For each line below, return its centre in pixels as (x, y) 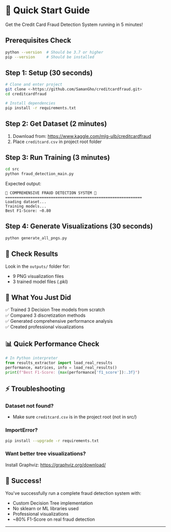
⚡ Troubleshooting (35, 389)
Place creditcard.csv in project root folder (57, 142)
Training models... (26, 206)
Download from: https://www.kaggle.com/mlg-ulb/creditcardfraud (82, 136)
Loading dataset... (26, 202)
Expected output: (23, 184)
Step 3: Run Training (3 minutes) (58, 157)
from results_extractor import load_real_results (59, 363)
